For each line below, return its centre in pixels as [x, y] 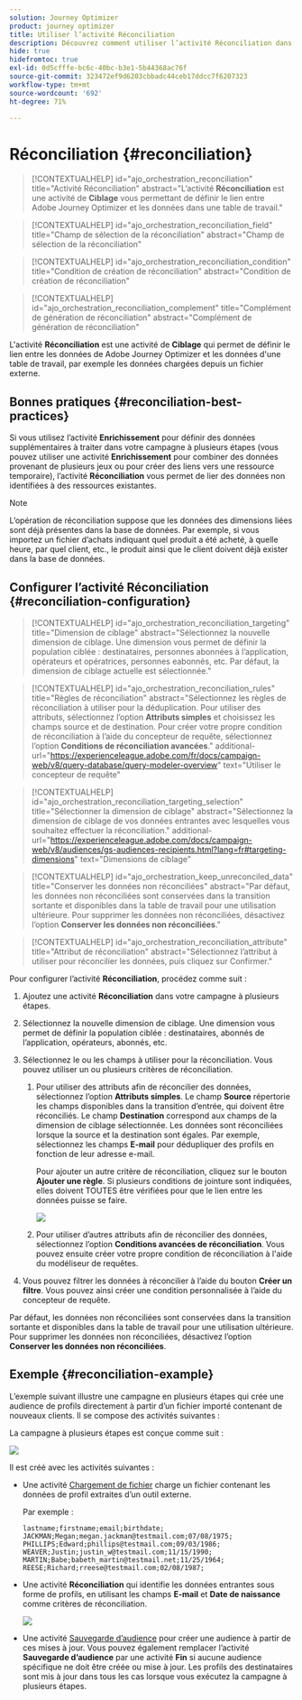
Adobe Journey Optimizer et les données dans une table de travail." [157, 207]
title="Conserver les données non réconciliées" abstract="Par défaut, [161, 886]
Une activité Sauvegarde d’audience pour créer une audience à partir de [156, 1638]
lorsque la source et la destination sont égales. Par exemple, [147, 1135]
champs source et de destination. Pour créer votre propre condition [156, 726]
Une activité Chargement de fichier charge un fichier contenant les [146, 1484]
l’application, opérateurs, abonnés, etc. [95, 1042]
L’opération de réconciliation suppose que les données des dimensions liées [151, 520]
